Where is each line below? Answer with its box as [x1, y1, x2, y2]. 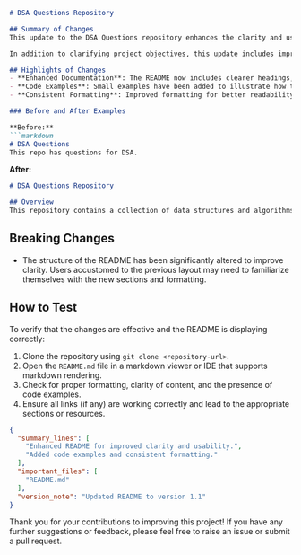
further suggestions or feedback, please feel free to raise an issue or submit [9, 526, 291, 537]
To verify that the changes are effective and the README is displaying [9, 323, 268, 334]
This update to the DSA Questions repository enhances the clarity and [9, 32, 282, 42]
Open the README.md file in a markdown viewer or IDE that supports [21, 360, 268, 371]
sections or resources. [21, 408, 106, 418]
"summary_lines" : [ [17, 434, 90, 443]
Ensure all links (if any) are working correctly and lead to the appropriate [21, 398, 289, 409]
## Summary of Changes [9, 24, 94, 33]
